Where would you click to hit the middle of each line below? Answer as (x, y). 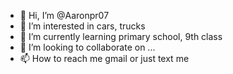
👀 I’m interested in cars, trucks (82, 26)
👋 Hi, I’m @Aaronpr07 (64, 15)
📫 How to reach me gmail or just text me (104, 58)
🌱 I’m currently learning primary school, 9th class (121, 36)
